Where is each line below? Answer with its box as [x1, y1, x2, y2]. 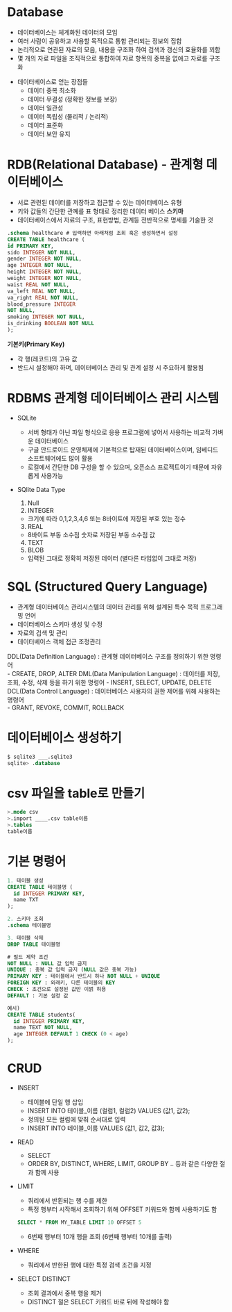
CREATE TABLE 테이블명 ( [7, 883, 73, 890]
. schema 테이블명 [7, 922, 52, 929]
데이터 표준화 [27, 121, 64, 129]
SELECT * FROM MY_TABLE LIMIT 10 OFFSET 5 [17, 1219, 142, 1226]
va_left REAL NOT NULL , [7, 288, 76, 295]
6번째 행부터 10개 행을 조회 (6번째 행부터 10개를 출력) [27, 1232, 172, 1240]
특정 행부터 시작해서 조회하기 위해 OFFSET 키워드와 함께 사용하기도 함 [27, 1205, 217, 1213]
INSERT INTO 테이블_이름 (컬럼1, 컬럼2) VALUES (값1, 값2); [27, 1106, 190, 1115]
